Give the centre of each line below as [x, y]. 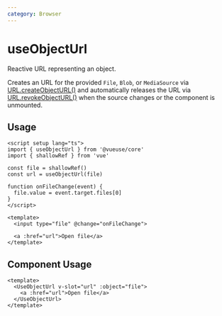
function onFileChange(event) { [55, 187]
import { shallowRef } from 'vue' [59, 156]
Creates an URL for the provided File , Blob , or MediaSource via [98, 82]
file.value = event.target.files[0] [68, 193]
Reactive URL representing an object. [62, 69]
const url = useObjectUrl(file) [55, 174]
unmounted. [25, 105]
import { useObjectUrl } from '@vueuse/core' [76, 149]
